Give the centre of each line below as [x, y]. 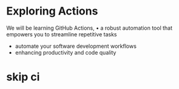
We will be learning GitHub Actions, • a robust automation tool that [89, 28]
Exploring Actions [52, 11]
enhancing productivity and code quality [66, 52]
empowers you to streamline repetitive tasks [62, 34]
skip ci [23, 77]
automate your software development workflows [76, 46]
